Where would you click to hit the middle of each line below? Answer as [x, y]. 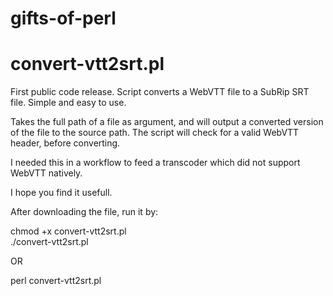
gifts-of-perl [63, 18]
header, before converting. [65, 143]
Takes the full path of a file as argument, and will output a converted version [167, 122]
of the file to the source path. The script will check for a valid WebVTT [155, 133]
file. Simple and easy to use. [68, 103]
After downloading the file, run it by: [84, 212]
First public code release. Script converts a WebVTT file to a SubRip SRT [160, 92]
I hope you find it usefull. [61, 193]
